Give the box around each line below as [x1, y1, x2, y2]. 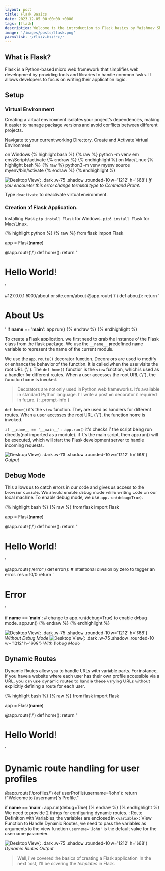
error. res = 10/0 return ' [5, 572, 54, 578]
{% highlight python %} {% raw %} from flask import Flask [5, 230, 124, 236]
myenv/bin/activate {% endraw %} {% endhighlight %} [5, 167, 116, 173]
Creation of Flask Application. [5, 204, 78, 211]
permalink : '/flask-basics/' [5, 35, 65, 40]
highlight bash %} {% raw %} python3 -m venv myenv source [5, 162, 130, 168]
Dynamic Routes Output [5, 845, 54, 851]
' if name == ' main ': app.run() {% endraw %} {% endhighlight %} [5, 326, 137, 332]
